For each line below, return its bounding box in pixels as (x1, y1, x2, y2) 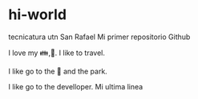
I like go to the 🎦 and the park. (8, 66, 108, 76)
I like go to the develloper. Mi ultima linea (8, 81, 143, 91)
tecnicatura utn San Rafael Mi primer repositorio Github (8, 32, 191, 42)
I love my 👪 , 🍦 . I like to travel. (8, 48, 106, 57)
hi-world (8, 6, 67, 24)
